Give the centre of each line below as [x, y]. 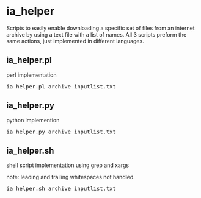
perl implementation [31, 75]
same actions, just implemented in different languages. [75, 41]
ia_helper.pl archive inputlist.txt [61, 86]
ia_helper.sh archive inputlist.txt [61, 189]
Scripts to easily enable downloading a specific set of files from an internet [100, 28]
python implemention [33, 120]
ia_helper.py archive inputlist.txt [61, 132]
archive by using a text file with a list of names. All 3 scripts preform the [97, 34]
